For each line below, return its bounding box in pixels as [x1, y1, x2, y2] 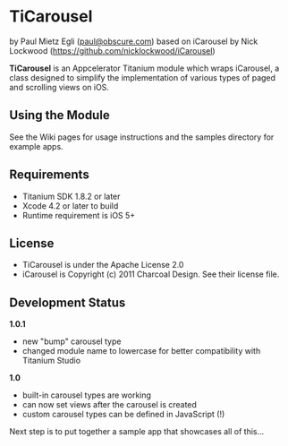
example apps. [9, 141, 64, 151]
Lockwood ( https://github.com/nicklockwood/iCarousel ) [9, 45, 216, 56]
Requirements [9, 167, 89, 183]
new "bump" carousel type [21, 336, 122, 347]
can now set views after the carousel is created [21, 399, 197, 410]
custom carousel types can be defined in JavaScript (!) [21, 409, 225, 420]
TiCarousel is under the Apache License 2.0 [21, 260, 184, 270]
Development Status [9, 295, 126, 310]
